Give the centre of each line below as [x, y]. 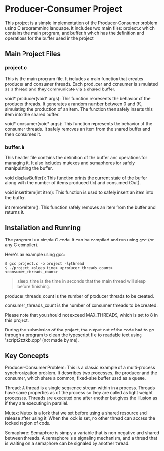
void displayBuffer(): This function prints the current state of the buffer [76, 178]
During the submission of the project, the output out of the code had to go [80, 330]
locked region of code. [28, 423]
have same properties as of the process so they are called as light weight [79, 392]
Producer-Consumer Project [64, 9]
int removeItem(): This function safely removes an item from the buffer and [80, 207]
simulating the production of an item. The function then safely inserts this [79, 109]
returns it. [15, 212]
